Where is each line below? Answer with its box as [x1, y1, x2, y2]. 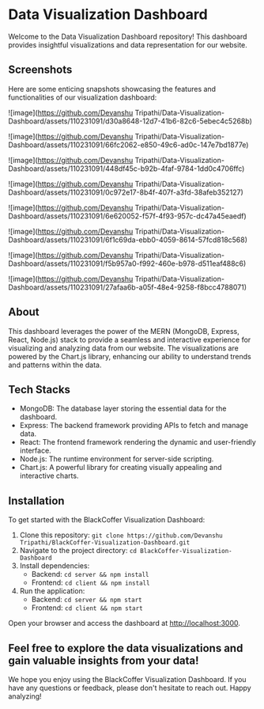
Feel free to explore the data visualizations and [8, 641, 243, 654]
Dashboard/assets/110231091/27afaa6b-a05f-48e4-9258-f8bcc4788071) [8, 282, 247, 292]
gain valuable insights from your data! [8, 654, 199, 667]
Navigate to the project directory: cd [19, 546, 137, 555]
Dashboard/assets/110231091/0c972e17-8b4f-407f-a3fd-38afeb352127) [8, 188, 243, 197]
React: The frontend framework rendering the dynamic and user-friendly [19, 438, 257, 447]
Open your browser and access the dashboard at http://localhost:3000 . [8, 619, 241, 628]
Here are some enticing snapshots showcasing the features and [8, 84, 216, 93]
